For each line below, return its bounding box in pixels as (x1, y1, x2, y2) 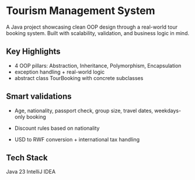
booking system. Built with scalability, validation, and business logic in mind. (6, 29, 190, 36)
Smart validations (6, 92, 72, 102)
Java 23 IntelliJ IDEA (6, 168, 56, 175)
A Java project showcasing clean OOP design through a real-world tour (6, 23, 178, 30)
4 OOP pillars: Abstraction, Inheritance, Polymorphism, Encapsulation (14, 62, 182, 69)
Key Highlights (6, 47, 61, 57)
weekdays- (154, 107, 182, 114)
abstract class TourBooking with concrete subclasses (14, 74, 144, 81)
